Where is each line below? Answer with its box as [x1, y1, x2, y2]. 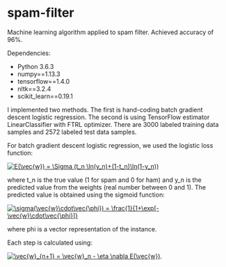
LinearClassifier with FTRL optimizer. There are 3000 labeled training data [7, 120, 219, 128]
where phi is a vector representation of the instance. [7, 224, 157, 233]
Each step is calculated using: [7, 238, 92, 247]
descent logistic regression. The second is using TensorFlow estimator [7, 113, 210, 121]
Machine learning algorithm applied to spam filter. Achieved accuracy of [7, 28, 214, 36]
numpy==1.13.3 [17, 70, 60, 78]
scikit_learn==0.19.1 [17, 92, 73, 100]
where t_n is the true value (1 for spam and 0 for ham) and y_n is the [7, 176, 202, 184]
